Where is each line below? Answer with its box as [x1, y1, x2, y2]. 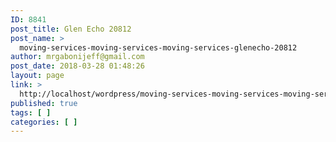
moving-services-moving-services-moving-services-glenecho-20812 [19, 42, 298, 53]
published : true [10, 98, 78, 108]
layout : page [10, 71, 65, 81]
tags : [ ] [10, 107, 52, 118]
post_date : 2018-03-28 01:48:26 [10, 61, 145, 71]
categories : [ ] [10, 117, 78, 127]
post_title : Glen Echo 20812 [10, 24, 132, 34]
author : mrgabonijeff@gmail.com [10, 52, 145, 62]
